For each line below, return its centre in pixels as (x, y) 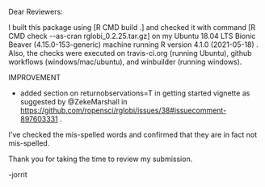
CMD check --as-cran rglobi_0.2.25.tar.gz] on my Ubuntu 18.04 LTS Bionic (132, 36)
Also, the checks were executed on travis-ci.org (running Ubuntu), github (130, 53)
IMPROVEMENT (35, 77)
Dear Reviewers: (36, 12)
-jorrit (18, 174)
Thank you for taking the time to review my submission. (101, 159)
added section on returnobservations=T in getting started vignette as (135, 93)
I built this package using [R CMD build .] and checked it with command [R (132, 27)
